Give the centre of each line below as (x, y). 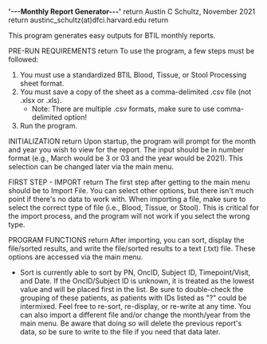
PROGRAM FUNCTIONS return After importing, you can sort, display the (126, 240)
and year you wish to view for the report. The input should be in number (126, 150)
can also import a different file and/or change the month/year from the (135, 315)
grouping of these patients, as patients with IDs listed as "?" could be (133, 298)
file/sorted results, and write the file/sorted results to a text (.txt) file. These (132, 248)
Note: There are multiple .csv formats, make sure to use (123, 109)
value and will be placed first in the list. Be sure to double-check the (132, 289)
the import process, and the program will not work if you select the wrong (129, 216)
